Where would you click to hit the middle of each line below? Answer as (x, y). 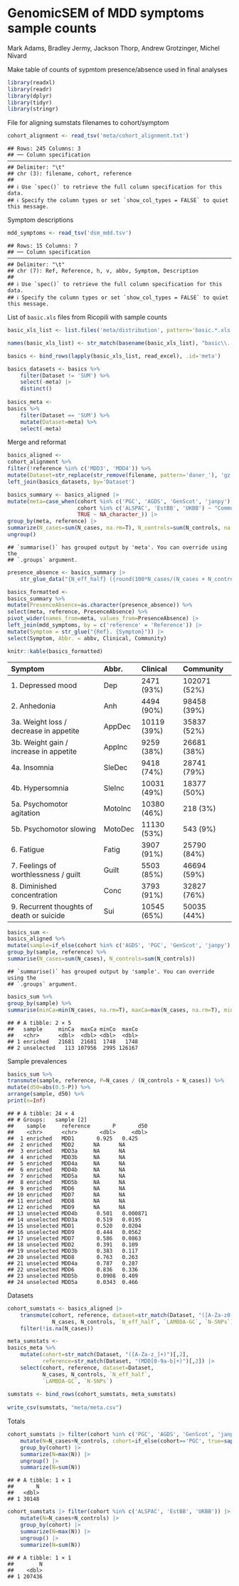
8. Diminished (34, 886)
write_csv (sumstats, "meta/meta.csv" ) (65, 1408)
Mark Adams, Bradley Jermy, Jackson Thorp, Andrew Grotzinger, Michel (114, 48)
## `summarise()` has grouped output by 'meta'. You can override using (117, 547)
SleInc (114, 788)
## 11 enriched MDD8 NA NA (67, 1201)
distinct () (36, 389)
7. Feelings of (34, 865)
